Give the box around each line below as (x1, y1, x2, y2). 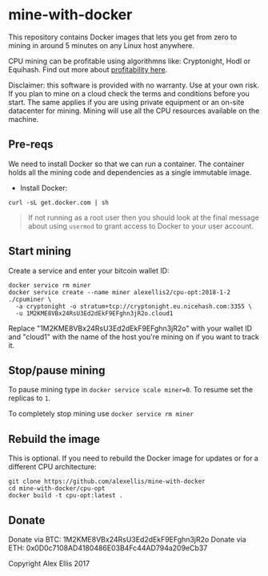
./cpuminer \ (8, 295, 52, 303)
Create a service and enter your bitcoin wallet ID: (8, 266, 170, 275)
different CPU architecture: (8, 462, 98, 472)
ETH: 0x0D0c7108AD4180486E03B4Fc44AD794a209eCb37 (8, 543, 208, 553)
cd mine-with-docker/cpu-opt (8, 485, 106, 493)
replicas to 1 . (8, 393, 50, 403)
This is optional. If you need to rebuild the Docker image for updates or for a (8, 453, 258, 463)
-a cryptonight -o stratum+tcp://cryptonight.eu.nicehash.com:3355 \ (15, 302, 252, 310)
